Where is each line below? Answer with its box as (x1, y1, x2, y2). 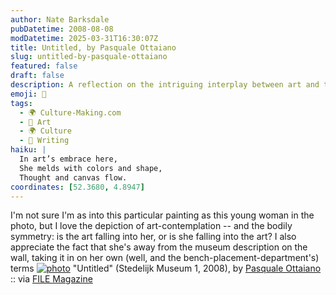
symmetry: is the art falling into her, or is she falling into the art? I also (10, 231, 297, 243)
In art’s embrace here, (19, 154, 118, 164)
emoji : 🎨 (10, 89, 47, 99)
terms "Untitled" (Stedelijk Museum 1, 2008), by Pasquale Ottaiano (10, 262, 322, 275)
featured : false (10, 61, 78, 71)
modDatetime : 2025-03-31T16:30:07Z (10, 33, 159, 43)
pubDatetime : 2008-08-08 (10, 24, 114, 34)
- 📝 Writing (19, 136, 70, 146)
